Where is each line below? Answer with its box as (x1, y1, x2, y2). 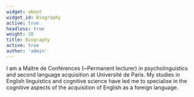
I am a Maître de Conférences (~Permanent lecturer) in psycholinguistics (6, 64, 188, 72)
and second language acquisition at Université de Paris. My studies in (6, 70, 181, 78)
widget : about (6, 8, 42, 15)
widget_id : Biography (6, 14, 61, 20)
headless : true (6, 25, 45, 32)
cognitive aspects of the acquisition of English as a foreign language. (6, 84, 179, 91)
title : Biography (6, 37, 50, 43)
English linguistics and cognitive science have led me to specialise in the (6, 77, 188, 84)
